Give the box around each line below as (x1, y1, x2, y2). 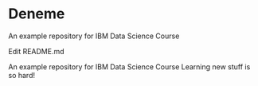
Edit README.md (8, 46, 65, 56)
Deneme (8, 5, 65, 23)
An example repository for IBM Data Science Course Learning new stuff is (8, 61, 251, 72)
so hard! (8, 70, 36, 80)
